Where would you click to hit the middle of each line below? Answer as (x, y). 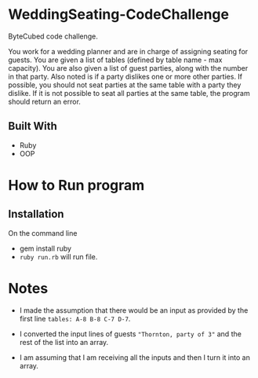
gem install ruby (45, 248)
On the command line (43, 233)
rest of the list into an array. (64, 342)
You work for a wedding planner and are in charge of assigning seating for (128, 51)
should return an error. (44, 101)
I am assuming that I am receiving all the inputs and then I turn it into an (135, 357)
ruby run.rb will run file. (58, 256)
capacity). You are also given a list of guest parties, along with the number (128, 68)
